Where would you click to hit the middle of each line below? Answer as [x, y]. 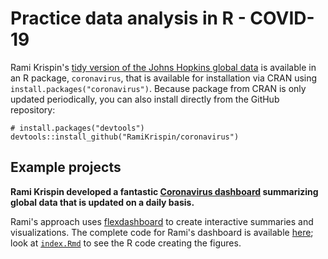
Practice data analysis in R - [128, 18]
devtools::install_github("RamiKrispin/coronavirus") [125, 137]
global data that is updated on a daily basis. [102, 202]
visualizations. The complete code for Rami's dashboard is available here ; [162, 232]
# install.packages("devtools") [77, 128]
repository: [33, 109]
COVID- [282, 18]
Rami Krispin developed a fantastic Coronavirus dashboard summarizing [164, 191]
